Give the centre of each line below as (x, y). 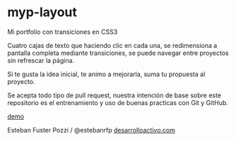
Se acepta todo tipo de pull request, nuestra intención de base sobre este (114, 95)
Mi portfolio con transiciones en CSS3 (63, 32)
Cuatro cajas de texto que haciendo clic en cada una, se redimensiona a (112, 45)
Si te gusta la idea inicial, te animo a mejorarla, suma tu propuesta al (106, 74)
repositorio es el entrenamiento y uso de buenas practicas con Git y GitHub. (118, 102)
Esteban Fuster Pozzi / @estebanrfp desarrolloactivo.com (91, 130)
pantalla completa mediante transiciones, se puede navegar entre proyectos (118, 53)
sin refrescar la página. (41, 60)
